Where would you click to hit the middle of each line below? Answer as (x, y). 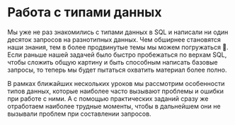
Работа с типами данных (85, 12)
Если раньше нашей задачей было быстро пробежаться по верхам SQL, (117, 55)
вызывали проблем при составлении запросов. (79, 114)
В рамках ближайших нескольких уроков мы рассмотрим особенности (116, 83)
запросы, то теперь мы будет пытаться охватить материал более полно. (117, 70)
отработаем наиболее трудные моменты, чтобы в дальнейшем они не (114, 106)
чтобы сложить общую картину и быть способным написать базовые (113, 62)
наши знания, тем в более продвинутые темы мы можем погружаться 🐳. (118, 47)
